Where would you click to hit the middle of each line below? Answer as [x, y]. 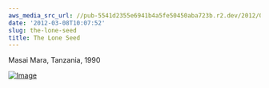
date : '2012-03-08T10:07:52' [57, 23]
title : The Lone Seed [44, 38]
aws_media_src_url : [41, 15]
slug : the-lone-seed [43, 30]
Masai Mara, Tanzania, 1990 [54, 60]
